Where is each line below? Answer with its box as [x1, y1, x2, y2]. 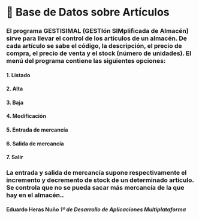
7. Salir [6, 154, 23, 161]
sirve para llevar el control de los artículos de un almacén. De [6, 34, 188, 42]
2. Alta [6, 85, 23, 92]
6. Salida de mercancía [6, 140, 64, 147]
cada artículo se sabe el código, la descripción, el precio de [6, 42, 182, 50]
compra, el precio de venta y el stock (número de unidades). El [6, 49, 192, 57]
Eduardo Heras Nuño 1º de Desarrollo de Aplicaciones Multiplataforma [6, 206, 186, 213]
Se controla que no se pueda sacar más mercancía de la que [6, 184, 185, 192]
